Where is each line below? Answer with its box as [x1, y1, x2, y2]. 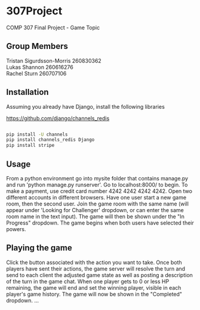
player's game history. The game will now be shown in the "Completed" [6, 290, 183, 297]
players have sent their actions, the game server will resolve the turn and [6, 265, 186, 272]
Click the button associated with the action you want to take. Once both [6, 259, 182, 266]
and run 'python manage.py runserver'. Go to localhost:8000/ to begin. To [6, 181, 188, 188]
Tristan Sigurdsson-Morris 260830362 [6, 57, 101, 64]
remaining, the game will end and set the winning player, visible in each [6, 284, 181, 291]
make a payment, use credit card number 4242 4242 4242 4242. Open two [6, 188, 193, 195]
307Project [6, 4, 63, 18]
